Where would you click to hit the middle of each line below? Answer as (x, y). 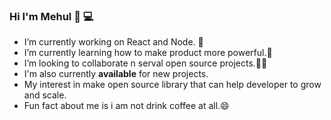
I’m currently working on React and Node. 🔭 (113, 42)
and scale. (45, 95)
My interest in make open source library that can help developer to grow (172, 85)
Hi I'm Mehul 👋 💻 (51, 16)
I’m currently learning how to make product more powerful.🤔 (148, 53)
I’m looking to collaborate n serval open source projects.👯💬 (145, 63)
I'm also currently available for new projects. (116, 74)
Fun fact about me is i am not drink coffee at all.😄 (126, 106)
